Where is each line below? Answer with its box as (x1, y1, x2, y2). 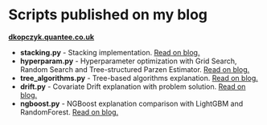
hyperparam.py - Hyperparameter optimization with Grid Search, (19, 56, 237, 66)
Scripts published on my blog (8, 6, 207, 24)
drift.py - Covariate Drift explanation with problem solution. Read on (19, 82, 246, 91)
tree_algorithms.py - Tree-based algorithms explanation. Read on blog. (19, 73, 259, 83)
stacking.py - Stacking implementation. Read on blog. (19, 47, 200, 57)
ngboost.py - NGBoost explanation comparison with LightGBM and (19, 99, 244, 108)
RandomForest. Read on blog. (19, 107, 119, 117)
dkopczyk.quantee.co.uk (8, 32, 95, 42)
